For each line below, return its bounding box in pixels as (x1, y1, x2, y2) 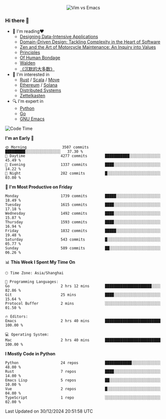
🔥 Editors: (5, 314, 28, 319)
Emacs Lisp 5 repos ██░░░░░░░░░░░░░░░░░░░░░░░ (5, 378, 161, 383)
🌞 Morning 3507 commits (5, 145, 89, 150)
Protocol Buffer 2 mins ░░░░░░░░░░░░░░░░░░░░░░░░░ (5, 301, 161, 306)
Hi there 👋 (5, 17, 30, 24)
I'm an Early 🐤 (5, 135, 34, 141)
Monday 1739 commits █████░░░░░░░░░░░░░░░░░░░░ (5, 194, 161, 199)
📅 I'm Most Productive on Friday (5, 184, 73, 190)
